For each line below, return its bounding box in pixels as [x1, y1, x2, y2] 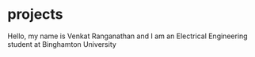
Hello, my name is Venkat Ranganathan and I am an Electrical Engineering [7, 31, 248, 41]
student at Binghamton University [7, 39, 116, 48]
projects [7, 5, 64, 23]
